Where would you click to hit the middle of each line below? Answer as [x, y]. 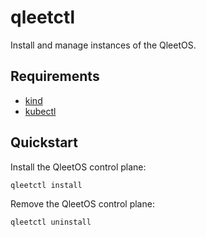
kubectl [40, 111]
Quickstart [44, 142]
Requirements [55, 76]
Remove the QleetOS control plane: [82, 204]
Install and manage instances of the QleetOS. [103, 45]
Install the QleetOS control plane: [78, 167]
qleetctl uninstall [51, 222]
